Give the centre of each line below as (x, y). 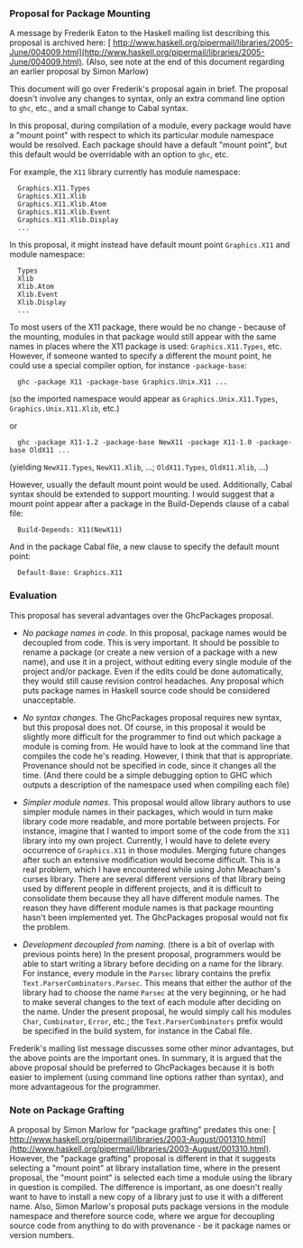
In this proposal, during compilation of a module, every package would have (150, 126)
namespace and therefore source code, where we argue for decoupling (142, 1215)
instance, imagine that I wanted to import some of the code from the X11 (156, 831)
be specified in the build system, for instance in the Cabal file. (137, 1030)
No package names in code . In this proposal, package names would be (154, 633)
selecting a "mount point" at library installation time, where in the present (145, 1168)
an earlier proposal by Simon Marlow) (79, 71)
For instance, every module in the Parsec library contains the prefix (147, 973)
